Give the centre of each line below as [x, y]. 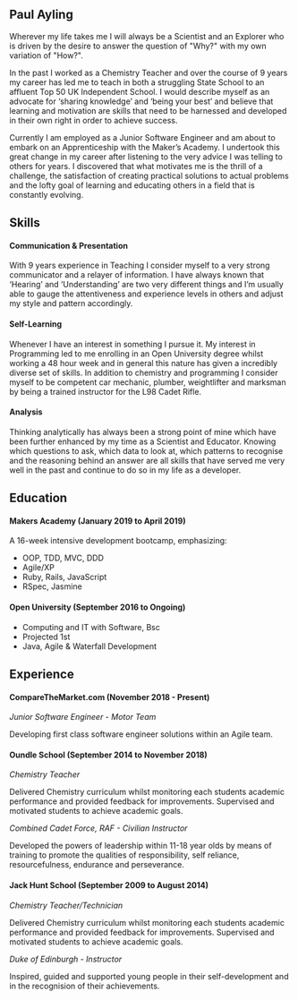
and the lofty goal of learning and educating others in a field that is [132, 185]
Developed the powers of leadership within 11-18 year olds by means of [140, 846]
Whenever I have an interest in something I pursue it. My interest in [133, 344]
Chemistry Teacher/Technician [66, 905]
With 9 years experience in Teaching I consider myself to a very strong [140, 265]
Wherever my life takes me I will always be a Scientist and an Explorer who [147, 36]
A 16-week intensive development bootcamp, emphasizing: [118, 541]
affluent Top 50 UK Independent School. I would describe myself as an [140, 91]
